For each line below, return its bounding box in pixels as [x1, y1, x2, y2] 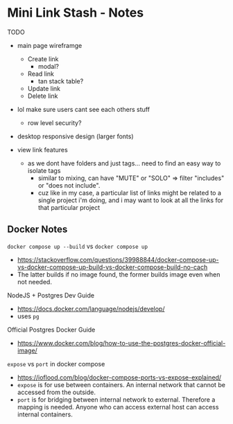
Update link [27, 84, 61, 92]
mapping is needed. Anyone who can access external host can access [17, 402, 219, 411]
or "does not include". [37, 181, 101, 189]
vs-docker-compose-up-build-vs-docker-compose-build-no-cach [17, 263, 208, 271]
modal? [37, 62, 60, 70]
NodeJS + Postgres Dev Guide [7, 291, 95, 300]
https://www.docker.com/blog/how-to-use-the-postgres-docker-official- [17, 339, 226, 347]
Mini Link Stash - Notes [7, 5, 144, 21]
